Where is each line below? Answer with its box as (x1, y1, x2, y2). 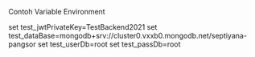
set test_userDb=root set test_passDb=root (37, 39, 181, 49)
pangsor (8, 39, 36, 49)
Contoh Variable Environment (8, 7, 106, 16)
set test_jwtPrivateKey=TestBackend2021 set (8, 22, 158, 31)
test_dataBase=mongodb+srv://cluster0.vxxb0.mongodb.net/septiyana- (8, 31, 248, 40)
